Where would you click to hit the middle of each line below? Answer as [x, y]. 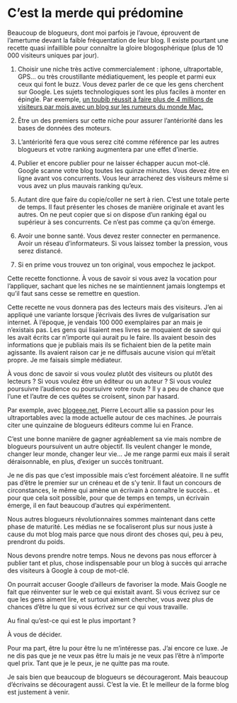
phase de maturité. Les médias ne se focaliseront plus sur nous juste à [110, 526]
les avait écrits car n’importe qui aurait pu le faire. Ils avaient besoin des [112, 337]
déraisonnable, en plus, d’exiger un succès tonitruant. [86, 461]
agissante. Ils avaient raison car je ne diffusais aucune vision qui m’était [111, 352]
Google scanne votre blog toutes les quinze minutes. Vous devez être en [123, 170]
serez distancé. [40, 250]
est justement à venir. [39, 692]
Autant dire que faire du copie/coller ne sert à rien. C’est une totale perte [123, 199]
